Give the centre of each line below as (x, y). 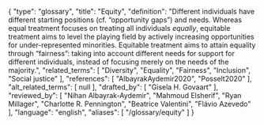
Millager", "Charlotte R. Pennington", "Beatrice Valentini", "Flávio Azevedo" (130, 104)
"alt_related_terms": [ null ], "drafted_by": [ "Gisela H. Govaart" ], (113, 87)
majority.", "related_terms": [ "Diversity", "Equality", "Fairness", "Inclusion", (130, 70)
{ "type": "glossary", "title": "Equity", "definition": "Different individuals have (132, 11)
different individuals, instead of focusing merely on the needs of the (119, 62)
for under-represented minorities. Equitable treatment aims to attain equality (132, 45)
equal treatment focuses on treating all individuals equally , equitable (119, 28)
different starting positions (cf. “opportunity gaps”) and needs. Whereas (125, 20)
